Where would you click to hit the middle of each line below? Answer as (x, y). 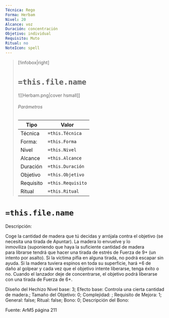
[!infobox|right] (34, 62)
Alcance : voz (19, 24)
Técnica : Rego (20, 10)
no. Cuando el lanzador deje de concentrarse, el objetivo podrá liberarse (81, 274)
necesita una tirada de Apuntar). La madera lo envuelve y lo (68, 241)
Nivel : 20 (16, 19)
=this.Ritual (63, 191)
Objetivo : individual (28, 34)
